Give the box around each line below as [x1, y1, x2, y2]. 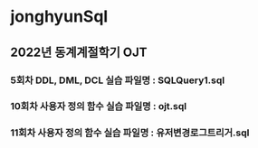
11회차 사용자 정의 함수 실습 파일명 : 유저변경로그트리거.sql [10, 126, 250, 139]
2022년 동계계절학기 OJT [10, 44, 148, 60]
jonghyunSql [10, 6, 109, 27]
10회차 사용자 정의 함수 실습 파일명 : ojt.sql [10, 100, 187, 113]
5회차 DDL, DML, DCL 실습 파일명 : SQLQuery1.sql [10, 74, 225, 87]
